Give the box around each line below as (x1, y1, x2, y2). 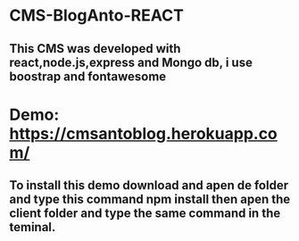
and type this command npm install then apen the (9, 192, 291, 207)
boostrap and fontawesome (9, 69, 167, 84)
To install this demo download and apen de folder (9, 178, 288, 193)
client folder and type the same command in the (9, 206, 281, 221)
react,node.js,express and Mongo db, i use (9, 54, 253, 70)
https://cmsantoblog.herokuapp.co (9, 123, 278, 144)
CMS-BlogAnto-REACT (9, 5, 185, 26)
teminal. (9, 220, 56, 235)
